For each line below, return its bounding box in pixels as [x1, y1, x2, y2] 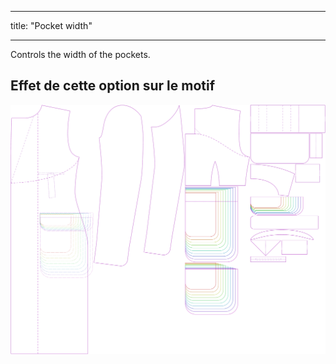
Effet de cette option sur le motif [10, 77, 216, 95]
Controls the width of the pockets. [10, 49, 151, 60]
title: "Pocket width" [10, 20, 93, 31]
